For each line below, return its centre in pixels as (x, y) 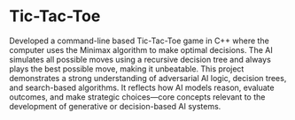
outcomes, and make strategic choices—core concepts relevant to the (137, 97)
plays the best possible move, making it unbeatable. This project (127, 69)
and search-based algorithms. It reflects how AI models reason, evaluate (142, 87)
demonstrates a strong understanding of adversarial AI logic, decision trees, (148, 78)
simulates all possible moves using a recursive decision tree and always (140, 59)
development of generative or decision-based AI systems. (115, 106)
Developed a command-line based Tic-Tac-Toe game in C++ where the (140, 41)
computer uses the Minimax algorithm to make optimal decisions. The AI (141, 49)
